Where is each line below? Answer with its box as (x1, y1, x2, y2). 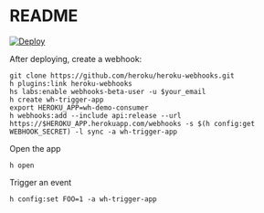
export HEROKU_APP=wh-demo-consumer (9, 102, 149, 112)
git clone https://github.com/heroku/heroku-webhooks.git (9, 70, 235, 80)
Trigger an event (9, 176, 72, 187)
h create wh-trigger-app (9, 95, 104, 104)
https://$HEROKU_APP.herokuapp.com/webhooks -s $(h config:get (9, 119, 256, 128)
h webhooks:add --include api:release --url (9, 111, 182, 120)
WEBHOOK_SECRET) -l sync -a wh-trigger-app (9, 127, 178, 136)
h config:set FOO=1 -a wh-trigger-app (9, 194, 157, 204)
